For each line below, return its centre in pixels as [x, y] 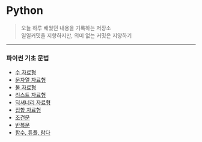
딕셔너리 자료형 [33, 102]
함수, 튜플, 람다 [33, 132]
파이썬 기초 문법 [28, 58]
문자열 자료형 [30, 80]
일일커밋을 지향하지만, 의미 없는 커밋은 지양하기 [76, 35]
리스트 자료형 [30, 95]
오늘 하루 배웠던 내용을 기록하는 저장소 [66, 28]
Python [25, 11]
